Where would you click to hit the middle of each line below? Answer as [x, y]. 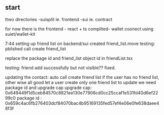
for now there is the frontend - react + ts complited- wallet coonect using [79, 29]
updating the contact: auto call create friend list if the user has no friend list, [82, 77]
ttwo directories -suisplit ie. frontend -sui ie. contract [59, 19]
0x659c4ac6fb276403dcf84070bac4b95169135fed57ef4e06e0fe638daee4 [82, 103]
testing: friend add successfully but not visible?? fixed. [61, 68]
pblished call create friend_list [36, 48]
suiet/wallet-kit [20, 34]
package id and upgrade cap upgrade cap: [49, 88]
